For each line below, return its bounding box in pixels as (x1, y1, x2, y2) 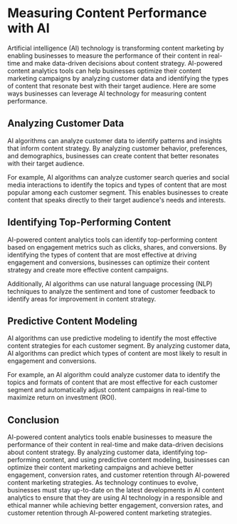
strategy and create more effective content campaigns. (7, 265, 169, 274)
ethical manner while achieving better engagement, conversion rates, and (7, 501, 223, 510)
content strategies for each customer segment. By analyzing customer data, (7, 341, 231, 350)
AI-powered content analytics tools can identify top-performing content (7, 235, 218, 244)
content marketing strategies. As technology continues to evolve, (7, 478, 199, 487)
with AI (7, 20, 50, 36)
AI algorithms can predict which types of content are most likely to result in (7, 349, 228, 358)
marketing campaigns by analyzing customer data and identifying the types (7, 73, 229, 83)
